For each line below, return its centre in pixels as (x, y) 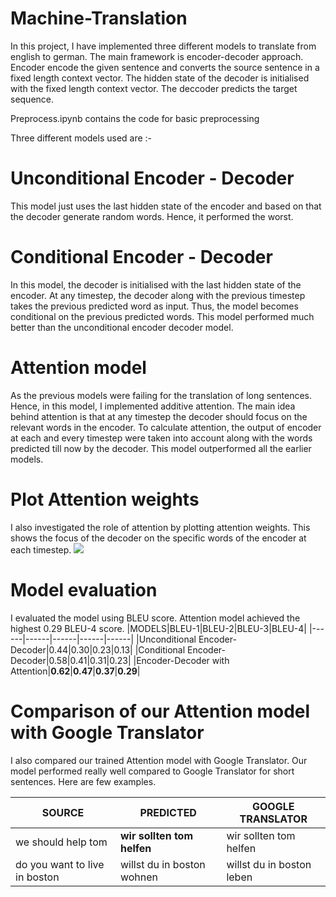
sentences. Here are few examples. (83, 781)
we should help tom (61, 842)
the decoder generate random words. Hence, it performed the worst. (152, 216)
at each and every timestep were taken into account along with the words (161, 438)
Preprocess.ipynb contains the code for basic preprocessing (135, 118)
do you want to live (60, 864)
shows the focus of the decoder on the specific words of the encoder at (158, 538)
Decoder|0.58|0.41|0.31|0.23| (71, 660)
